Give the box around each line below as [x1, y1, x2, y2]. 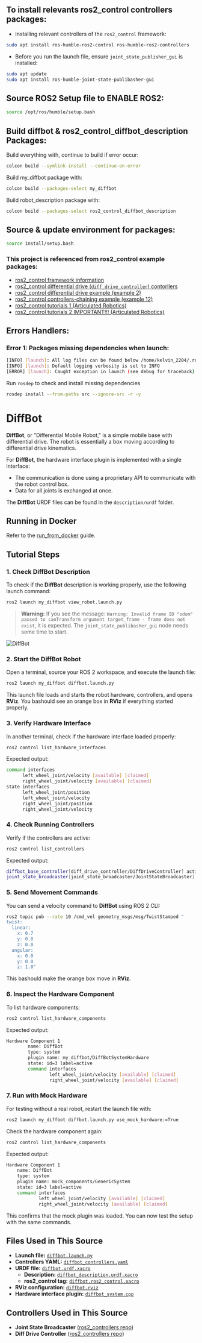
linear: [11, 925, 31, 931]
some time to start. [20, 628, 68, 635]
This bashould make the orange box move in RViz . [6, 975, 131, 982]
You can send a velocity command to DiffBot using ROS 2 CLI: [6, 902, 161, 909]
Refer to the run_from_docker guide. [6, 532, 96, 539]
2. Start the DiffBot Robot [6, 655, 81, 663]
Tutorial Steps [6, 549, 60, 559]
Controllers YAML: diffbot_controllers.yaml [14, 1258, 129, 1265]
